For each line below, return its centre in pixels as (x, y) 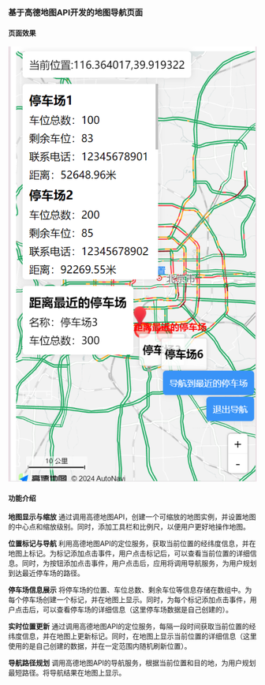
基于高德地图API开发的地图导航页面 (76, 12)
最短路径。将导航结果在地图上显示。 (67, 673)
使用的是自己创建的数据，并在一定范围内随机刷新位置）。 (100, 646)
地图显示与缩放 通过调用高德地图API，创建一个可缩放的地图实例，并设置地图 (132, 517)
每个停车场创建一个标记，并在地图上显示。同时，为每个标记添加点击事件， (129, 600)
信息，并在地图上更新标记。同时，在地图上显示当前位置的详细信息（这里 (139, 636)
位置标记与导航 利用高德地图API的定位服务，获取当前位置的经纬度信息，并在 (132, 544)
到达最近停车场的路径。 (46, 573)
